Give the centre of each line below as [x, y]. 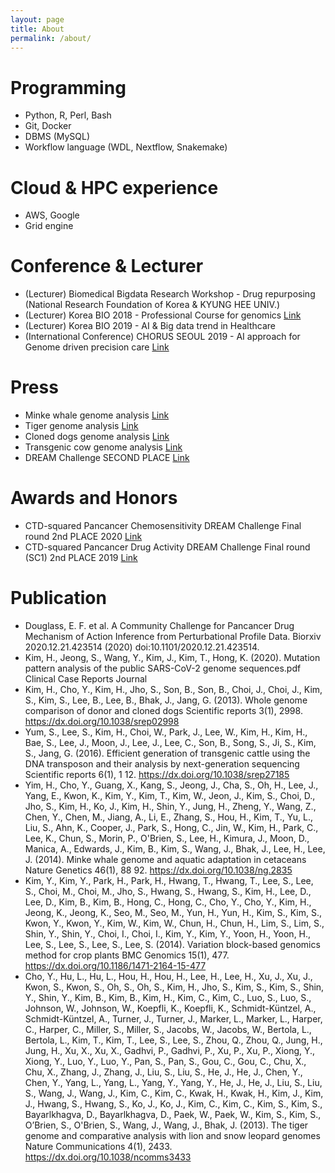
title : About [37, 29]
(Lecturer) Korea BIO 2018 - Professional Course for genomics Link [163, 315]
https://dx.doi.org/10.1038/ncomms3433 [108, 1157]
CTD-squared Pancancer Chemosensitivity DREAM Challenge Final [163, 526]
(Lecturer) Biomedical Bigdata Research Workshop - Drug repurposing [170, 294]
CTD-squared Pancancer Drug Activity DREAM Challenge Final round [167, 547]
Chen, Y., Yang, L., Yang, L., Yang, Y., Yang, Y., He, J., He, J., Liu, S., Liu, [173, 1082]
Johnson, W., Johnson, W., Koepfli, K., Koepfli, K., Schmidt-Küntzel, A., [170, 1008]
